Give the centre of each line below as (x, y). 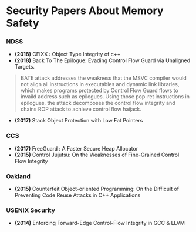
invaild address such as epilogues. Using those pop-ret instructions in (105, 97)
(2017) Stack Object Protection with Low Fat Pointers (79, 121)
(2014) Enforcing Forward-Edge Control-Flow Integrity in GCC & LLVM (99, 223)
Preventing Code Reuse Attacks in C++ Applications (77, 195)
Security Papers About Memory (85, 11)
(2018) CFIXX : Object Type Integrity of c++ (67, 54)
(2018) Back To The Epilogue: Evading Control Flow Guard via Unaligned (102, 60)
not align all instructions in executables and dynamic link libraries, (100, 84)
